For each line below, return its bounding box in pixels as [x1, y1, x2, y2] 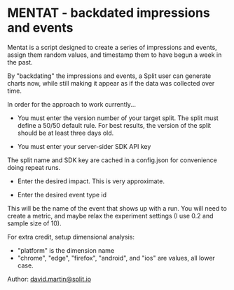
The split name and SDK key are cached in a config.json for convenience [7, 156, 217, 164]
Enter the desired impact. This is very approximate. [17, 177, 165, 185]
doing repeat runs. [7, 163, 61, 171]
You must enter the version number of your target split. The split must [17, 114, 219, 122]
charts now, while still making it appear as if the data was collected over [7, 79, 215, 87]
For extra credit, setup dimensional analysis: [7, 232, 135, 241]
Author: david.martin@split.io [7, 275, 92, 283]
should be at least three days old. [17, 128, 114, 137]
